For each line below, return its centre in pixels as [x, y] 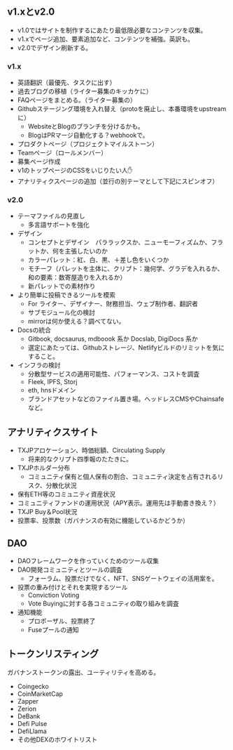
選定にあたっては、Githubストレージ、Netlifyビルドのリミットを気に [126, 348]
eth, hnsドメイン [52, 390]
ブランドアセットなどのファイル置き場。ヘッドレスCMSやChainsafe [126, 399]
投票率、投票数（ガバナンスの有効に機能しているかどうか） [103, 520]
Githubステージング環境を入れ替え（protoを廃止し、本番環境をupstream [122, 109]
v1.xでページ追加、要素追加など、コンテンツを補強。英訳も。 [106, 39]
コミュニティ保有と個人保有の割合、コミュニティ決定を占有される [122, 477]
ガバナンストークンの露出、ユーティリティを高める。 [84, 672]
